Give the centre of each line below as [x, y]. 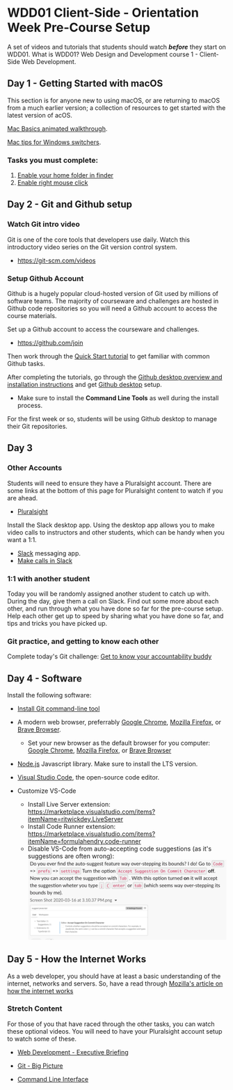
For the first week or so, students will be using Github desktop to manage [112, 419]
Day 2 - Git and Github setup [70, 204]
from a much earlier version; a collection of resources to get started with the [116, 108]
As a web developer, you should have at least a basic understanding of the [114, 976]
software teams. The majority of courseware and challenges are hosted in [113, 301]
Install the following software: [49, 695]
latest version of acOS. [40, 115]
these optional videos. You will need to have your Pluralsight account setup [115, 1031]
